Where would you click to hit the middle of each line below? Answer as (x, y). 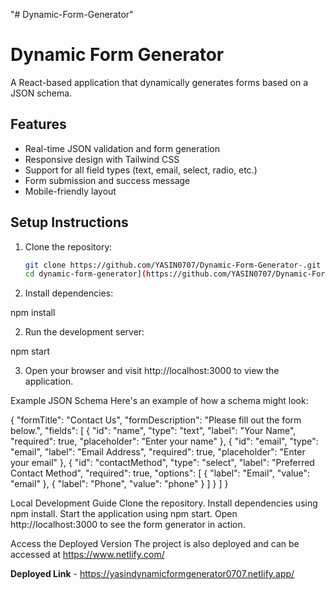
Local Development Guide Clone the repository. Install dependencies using (164, 503)
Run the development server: (84, 332)
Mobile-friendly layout (70, 191)
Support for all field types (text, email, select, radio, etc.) (141, 170)
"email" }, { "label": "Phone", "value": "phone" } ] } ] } (119, 484)
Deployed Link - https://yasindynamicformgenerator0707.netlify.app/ (152, 574)
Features (38, 124)
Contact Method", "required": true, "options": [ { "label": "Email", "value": (160, 473)
